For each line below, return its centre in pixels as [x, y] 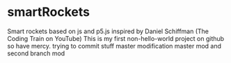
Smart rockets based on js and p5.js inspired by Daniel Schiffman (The [108, 31]
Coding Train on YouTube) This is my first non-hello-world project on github [116, 38]
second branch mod [36, 53]
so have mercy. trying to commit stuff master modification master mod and [114, 46]
